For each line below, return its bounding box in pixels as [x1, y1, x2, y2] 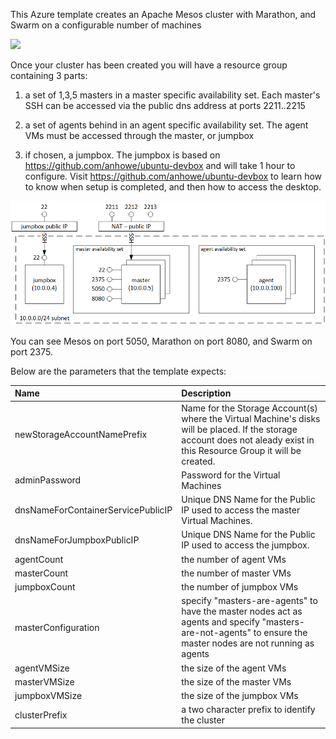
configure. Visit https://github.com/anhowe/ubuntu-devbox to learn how [24, 170, 323, 182]
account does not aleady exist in [181, 434, 315, 446]
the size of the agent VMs [181, 662, 287, 674]
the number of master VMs [181, 567, 292, 579]
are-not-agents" [181, 627, 252, 639]
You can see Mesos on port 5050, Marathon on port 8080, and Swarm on [10, 335, 313, 347]
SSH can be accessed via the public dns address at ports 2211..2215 [24, 100, 306, 111]
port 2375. [10, 345, 53, 358]
